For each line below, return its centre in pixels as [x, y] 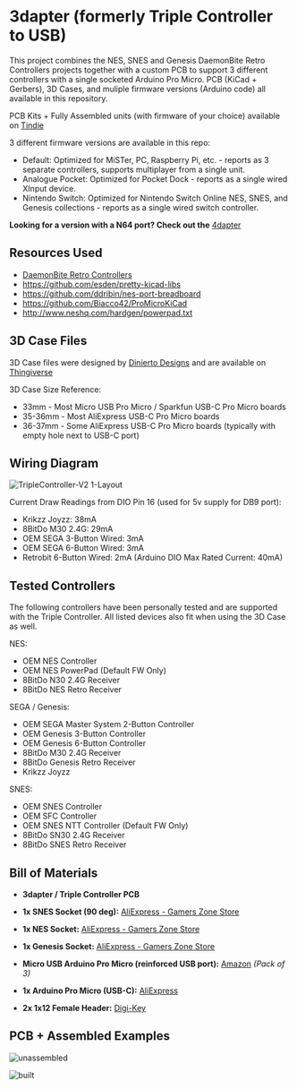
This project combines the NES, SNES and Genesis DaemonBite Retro [137, 60]
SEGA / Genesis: [39, 707]
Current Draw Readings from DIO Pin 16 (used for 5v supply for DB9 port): [145, 502]
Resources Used [56, 253]
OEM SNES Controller [62, 807]
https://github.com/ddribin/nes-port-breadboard [111, 294]
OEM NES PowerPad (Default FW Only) [94, 671]
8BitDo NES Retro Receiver [72, 690]
